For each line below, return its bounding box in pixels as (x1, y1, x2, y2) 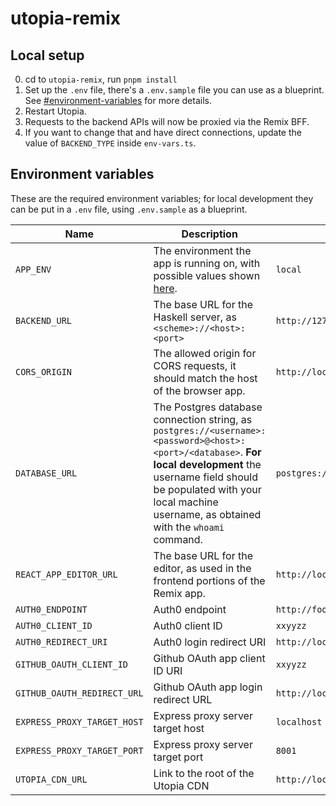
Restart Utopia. (24, 105, 87, 117)
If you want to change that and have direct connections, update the (24, 127, 302, 138)
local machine (153, 495, 219, 509)
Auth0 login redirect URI (153, 635, 267, 649)
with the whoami (153, 520, 225, 534)
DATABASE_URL (15, 467, 78, 479)
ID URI (153, 663, 183, 677)
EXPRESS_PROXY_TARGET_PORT (15, 745, 144, 756)
